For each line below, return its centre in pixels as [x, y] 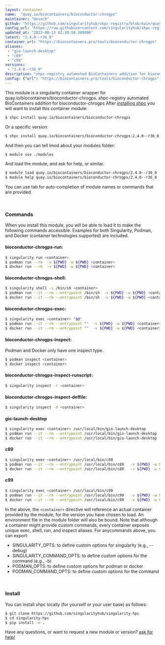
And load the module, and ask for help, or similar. [55, 164]
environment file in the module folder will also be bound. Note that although [82, 520]
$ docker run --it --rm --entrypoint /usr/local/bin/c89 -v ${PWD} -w [81, 469]
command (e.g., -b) [32, 561]
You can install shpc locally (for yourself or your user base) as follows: [76, 604]
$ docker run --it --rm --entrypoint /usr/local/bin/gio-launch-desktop [81, 438]
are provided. [19, 192]
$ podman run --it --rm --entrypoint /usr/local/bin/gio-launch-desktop [81, 434]
